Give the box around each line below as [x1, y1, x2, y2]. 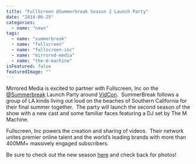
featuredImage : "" [6, 69, 51, 75]
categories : [6, 19, 35, 25]
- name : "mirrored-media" [11, 52, 75, 58]
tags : [6, 31, 19, 36]
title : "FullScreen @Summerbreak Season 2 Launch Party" [6, 8, 149, 15]
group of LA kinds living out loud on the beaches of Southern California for [6, 98, 187, 105]
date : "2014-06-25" [6, 14, 54, 20]
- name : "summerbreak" [11, 36, 67, 42]
